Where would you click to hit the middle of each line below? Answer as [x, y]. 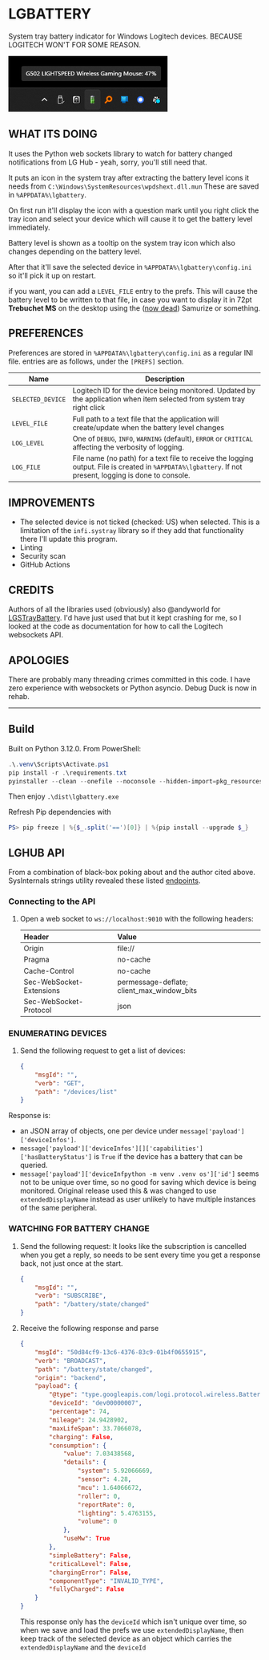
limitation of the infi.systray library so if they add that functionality [132, 531]
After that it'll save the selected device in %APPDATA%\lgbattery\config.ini [130, 266]
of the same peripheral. [58, 1208]
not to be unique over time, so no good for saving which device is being [138, 1182]
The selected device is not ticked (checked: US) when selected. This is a [140, 522]
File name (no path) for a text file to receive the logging [163, 458]
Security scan [43, 556]
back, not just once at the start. [71, 1263]
